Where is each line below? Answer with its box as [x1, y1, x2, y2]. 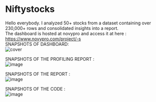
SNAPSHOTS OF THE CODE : [5, 86, 65, 92]
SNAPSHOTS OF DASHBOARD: [5, 41, 69, 47]
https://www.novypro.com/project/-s [5, 36, 81, 42]
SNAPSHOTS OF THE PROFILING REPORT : [5, 56, 94, 62]
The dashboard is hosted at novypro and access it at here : [5, 30, 126, 36]
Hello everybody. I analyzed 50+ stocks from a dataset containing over [5, 20, 151, 26]
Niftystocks [5, 3, 55, 15]
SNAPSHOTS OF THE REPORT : [5, 71, 70, 77]
